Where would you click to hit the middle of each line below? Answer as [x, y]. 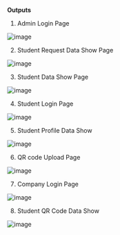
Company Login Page [48, 184]
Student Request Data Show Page [65, 50]
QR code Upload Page [49, 157]
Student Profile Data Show [54, 130]
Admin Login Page [43, 23]
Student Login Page [45, 104]
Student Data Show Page [52, 77]
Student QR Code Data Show [58, 211]
